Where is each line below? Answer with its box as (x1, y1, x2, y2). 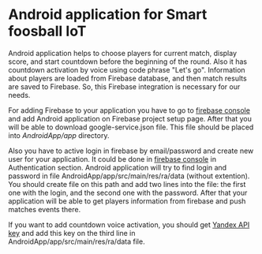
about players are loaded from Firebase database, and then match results (8, 73, 247, 83)
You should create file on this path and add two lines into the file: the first (8, 179, 246, 189)
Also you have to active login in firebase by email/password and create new (8, 146, 254, 155)
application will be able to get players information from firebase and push (8, 196, 246, 206)
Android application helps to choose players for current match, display (8, 48, 238, 58)
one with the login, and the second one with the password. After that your (8, 188, 248, 197)
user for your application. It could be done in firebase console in (8, 154, 217, 163)
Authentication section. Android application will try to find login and (8, 162, 227, 172)
